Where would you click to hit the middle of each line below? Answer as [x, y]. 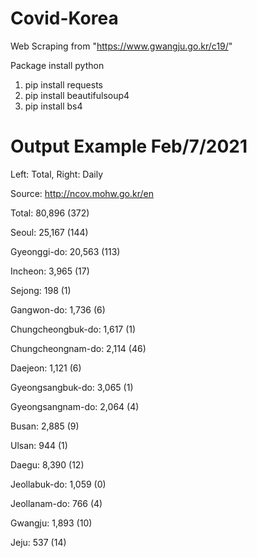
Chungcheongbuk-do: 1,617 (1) [73, 329]
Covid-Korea [64, 18]
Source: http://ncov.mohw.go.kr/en [82, 193]
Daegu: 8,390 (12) [47, 464]
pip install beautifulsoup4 [77, 95]
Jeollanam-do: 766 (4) [56, 503]
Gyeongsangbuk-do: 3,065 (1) [72, 387]
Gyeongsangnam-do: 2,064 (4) [75, 406]
